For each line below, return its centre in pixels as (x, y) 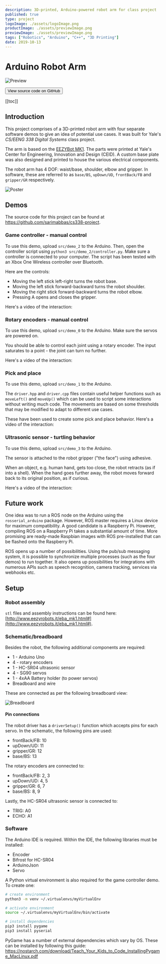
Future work (24, 503)
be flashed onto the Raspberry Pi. (40, 542)
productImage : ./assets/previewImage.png (49, 28)
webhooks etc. (20, 572)
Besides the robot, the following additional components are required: (75, 647)
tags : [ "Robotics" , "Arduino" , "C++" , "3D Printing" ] (62, 38)
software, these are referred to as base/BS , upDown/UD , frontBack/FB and (78, 174)
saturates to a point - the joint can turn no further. (56, 350)
